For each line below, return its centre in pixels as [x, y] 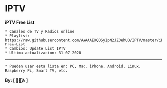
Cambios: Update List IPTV [38, 48]
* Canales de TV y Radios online [40, 31]
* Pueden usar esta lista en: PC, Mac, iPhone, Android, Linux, [73, 66]
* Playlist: [17, 36]
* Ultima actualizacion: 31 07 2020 [43, 53]
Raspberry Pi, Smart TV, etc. [37, 70]
